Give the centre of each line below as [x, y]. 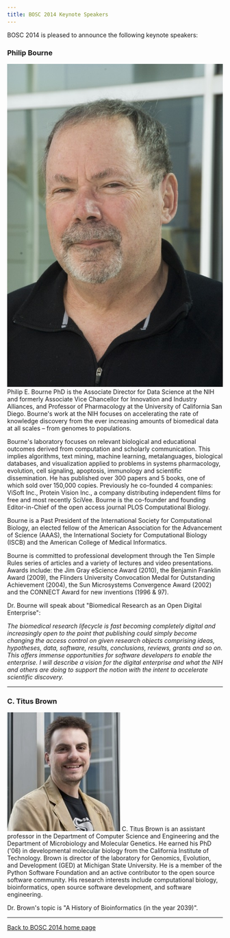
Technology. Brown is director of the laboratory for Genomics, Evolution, [109, 858]
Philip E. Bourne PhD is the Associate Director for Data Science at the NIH [111, 392]
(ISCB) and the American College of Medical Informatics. [87, 542]
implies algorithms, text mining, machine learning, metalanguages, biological [115, 456]
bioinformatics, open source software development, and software [99, 887]
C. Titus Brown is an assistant [163, 829]
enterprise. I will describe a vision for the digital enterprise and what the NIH [115, 662]
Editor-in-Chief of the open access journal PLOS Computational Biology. [108, 507]
